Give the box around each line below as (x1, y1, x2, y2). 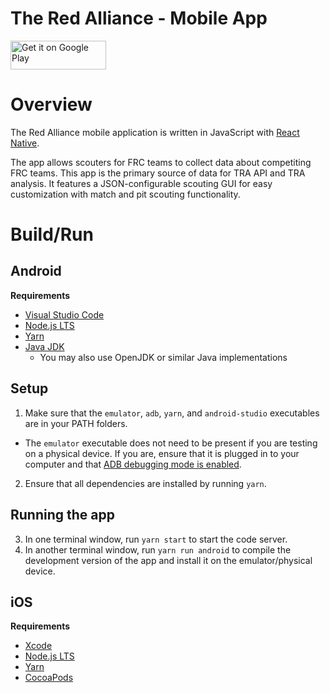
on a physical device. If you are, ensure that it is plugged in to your (24, 447, 300, 459)
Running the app (10, 507, 115, 524)
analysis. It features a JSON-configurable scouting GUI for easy (10, 177, 273, 189)
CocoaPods (24, 672, 74, 684)
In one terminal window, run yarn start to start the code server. (24, 533, 288, 545)
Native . (10, 137, 40, 149)
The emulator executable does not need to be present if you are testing (24, 437, 318, 449)
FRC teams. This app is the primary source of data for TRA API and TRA (10, 167, 306, 179)
